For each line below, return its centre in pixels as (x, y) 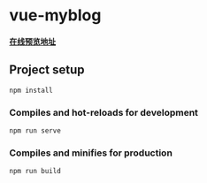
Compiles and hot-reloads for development (104, 112)
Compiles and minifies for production (91, 153)
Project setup (47, 70)
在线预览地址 (32, 42)
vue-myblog (55, 15)
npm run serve (35, 130)
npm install (31, 90)
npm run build (35, 172)
